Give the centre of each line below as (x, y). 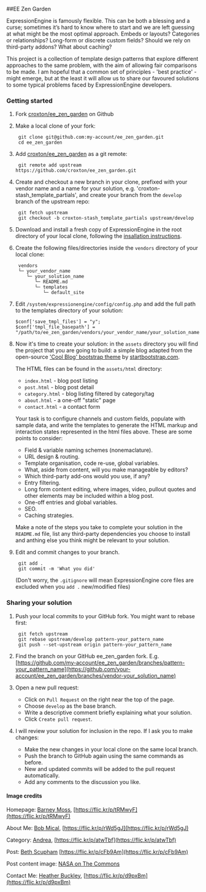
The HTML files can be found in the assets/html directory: (89, 369)
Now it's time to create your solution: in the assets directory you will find (106, 344)
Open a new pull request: (47, 688)
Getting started (30, 101)
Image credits (24, 796)
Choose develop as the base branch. (70, 706)
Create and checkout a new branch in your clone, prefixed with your (101, 182)
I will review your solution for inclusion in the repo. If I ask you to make (104, 731)
